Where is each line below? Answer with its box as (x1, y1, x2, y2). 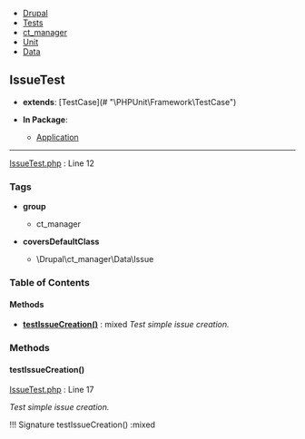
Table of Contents (9, 277, 91, 289)
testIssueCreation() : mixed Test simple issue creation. (22, 319, 230, 330)
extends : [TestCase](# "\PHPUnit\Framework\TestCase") (22, 96, 237, 107)
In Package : (22, 113, 68, 125)
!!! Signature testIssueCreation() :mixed (9, 419, 156, 430)
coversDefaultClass (22, 236, 100, 248)
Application (35, 132, 79, 142)
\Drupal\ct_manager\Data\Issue (35, 254, 154, 265)
